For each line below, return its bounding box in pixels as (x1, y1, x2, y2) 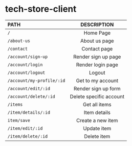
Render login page (76, 61, 118, 68)
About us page (80, 37, 114, 44)
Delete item (84, 133, 110, 140)
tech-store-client (5, 3, 77, 15)
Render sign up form (73, 85, 121, 92)
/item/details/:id (7, 109, 50, 115)
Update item (83, 125, 111, 132)
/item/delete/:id (7, 133, 48, 139)
